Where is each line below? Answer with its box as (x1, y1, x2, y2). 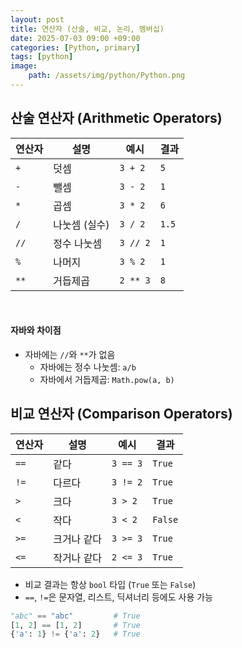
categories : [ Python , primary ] (10, 42, 141, 53)
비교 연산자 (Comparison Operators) (10, 406, 233, 423)
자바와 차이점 (10, 324, 62, 336)
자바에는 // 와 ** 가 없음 (24, 348, 116, 360)
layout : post (10, 14, 65, 25)
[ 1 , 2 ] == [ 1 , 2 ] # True (10, 620, 141, 630)
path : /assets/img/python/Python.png (28, 71, 186, 81)
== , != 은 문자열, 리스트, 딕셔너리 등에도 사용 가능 (24, 591, 213, 603)
